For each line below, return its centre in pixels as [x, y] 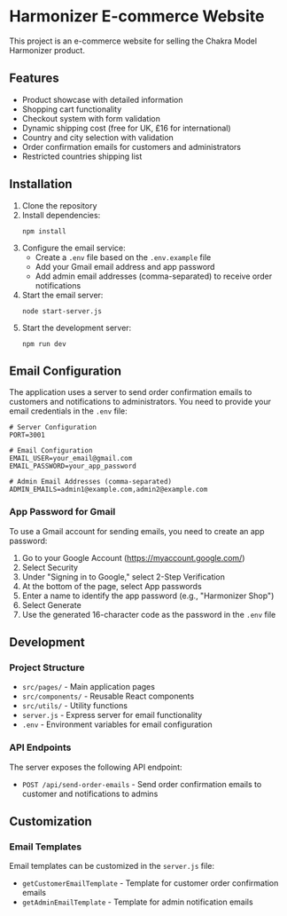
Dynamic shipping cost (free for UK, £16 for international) [127, 128]
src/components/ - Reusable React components [108, 696]
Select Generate [51, 604]
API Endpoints [40, 747]
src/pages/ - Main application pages [88, 687]
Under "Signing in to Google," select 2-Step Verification [124, 576]
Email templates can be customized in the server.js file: [112, 866]
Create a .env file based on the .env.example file [123, 257]
